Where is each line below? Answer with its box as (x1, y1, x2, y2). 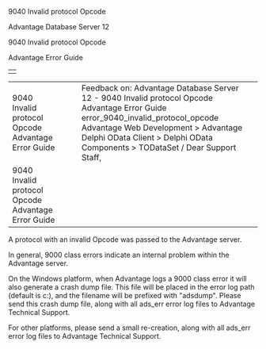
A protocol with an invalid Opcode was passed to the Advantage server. (8, 235, 242, 244)
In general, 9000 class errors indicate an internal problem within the (8, 250, 230, 259)
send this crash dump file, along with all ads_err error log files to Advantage (8, 299, 256, 309)
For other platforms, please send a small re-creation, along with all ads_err (8, 323, 251, 332)
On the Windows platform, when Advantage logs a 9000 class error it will (8, 274, 247, 283)
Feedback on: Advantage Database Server (81, 82, 239, 94)
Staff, (81, 152, 101, 163)
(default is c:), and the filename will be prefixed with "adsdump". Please (8, 291, 241, 300)
